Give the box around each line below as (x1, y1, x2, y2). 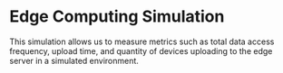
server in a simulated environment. (9, 55, 139, 66)
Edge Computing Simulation (9, 6, 225, 27)
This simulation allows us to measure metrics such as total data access (9, 36, 275, 47)
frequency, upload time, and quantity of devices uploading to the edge (9, 45, 273, 56)
